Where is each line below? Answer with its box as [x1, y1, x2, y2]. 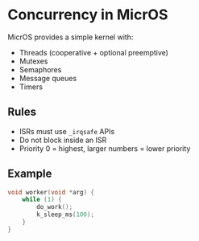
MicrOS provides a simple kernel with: [7, 32, 134, 42]
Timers [19, 82, 44, 92]
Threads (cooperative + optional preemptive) [19, 47, 168, 57]
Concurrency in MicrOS [7, 6, 168, 24]
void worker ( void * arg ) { [7, 188, 94, 196]
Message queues [19, 73, 77, 83]
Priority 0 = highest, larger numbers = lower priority [19, 143, 191, 153]
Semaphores [19, 64, 62, 74]
